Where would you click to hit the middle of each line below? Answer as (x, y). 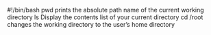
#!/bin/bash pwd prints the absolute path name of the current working (105, 10)
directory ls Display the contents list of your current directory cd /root (105, 17)
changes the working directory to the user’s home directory (91, 24)
